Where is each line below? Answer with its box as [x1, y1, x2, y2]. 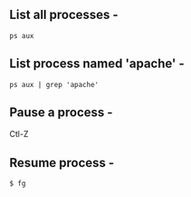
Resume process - [9, 154, 115, 171]
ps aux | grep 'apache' [9, 80, 100, 89]
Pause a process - [9, 104, 113, 121]
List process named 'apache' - [9, 56, 186, 72]
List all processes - [9, 7, 119, 23]
